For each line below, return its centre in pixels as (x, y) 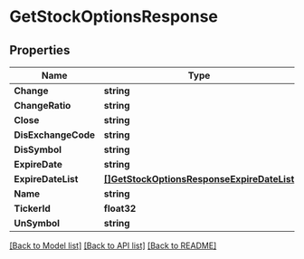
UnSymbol (37, 223)
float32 (120, 208)
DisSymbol (38, 149)
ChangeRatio (43, 106)
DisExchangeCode (55, 135)
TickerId (33, 208)
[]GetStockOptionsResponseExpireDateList (199, 179)
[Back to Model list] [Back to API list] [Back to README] (113, 245)
